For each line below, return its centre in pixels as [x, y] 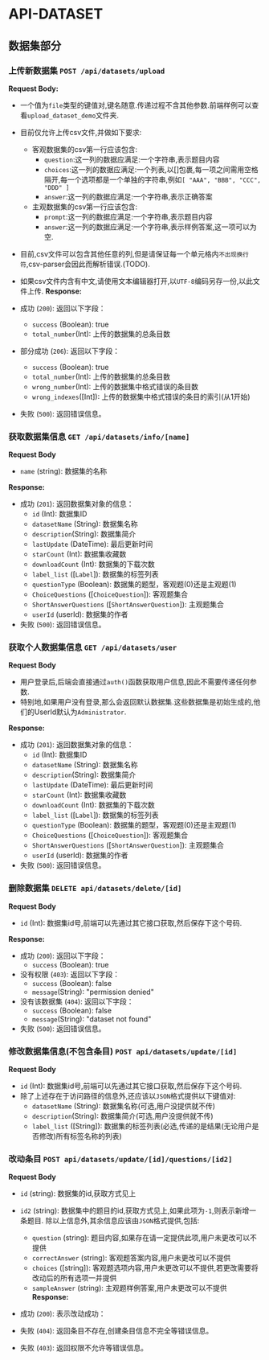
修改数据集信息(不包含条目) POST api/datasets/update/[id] [123, 1051]
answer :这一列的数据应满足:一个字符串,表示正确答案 [128, 196]
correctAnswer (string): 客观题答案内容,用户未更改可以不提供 [131, 1258]
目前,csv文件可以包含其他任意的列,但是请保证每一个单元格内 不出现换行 [134, 253]
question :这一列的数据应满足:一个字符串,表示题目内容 [132, 159]
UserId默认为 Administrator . [80, 712]
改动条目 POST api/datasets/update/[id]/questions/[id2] [120, 1159]
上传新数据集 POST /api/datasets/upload [87, 71]
